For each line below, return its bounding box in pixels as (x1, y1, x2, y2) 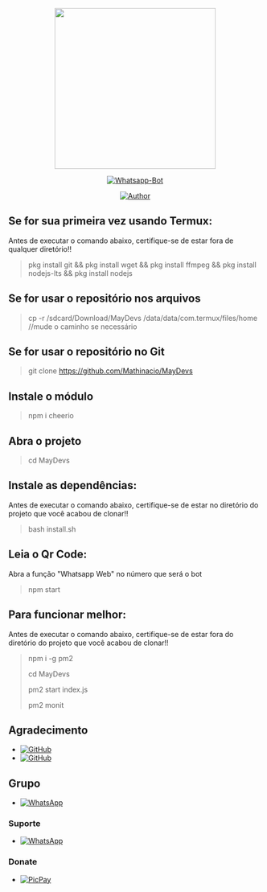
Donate (8, 857, 38, 868)
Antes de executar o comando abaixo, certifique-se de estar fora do (8, 629, 234, 639)
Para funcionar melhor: (8, 608, 127, 622)
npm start (27, 584, 60, 594)
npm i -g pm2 (27, 653, 74, 663)
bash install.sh (27, 524, 76, 534)
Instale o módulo (8, 389, 94, 403)
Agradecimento (8, 723, 88, 737)
